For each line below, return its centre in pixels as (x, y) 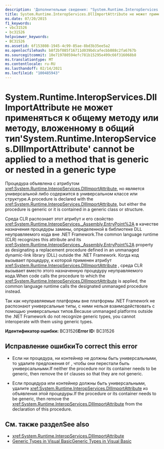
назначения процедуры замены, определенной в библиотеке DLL (74, 229)
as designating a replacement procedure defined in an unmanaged (72, 250)
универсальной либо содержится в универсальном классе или (71, 194)
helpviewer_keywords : (27, 37)
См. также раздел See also (47, 424)
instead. (13, 291)
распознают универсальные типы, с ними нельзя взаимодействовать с (80, 306)
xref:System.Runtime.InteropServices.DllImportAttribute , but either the (76, 204)
